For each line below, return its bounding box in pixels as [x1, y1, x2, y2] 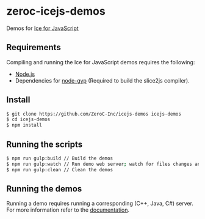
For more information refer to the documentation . [6, 206, 130, 213]
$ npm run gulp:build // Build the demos [6, 155, 113, 161]
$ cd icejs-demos [6, 116, 51, 123]
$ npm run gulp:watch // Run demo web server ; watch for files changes [6, 161, 192, 167]
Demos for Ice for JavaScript [6, 24, 79, 32]
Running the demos [6, 184, 82, 194]
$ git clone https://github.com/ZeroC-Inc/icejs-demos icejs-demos [6, 111, 182, 117]
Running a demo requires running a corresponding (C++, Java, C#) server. [6, 200, 194, 207]
